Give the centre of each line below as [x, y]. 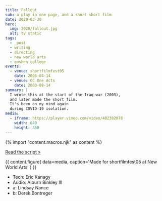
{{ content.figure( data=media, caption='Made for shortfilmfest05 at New [81, 162]
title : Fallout [21, 10]
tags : [11, 38]
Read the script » [23, 152]
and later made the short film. [44, 99]
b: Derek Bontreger [33, 193]
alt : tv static [26, 33]
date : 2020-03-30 [23, 19]
